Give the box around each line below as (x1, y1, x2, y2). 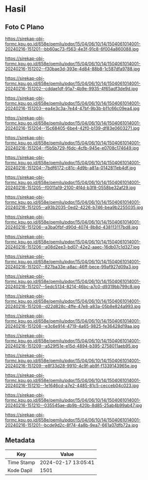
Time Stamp (7, 459, 36, 466)
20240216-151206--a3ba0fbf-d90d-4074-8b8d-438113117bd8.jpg (5, 224, 138, 230)
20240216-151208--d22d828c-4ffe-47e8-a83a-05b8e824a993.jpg (5, 304, 141, 309)
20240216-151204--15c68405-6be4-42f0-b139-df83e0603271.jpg (5, 125, 140, 131)
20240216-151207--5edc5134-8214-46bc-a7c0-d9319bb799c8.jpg (5, 284, 140, 289)
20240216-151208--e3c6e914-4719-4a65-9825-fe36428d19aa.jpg (5, 323, 140, 329)
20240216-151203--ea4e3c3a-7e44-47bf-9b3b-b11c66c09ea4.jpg (5, 106, 140, 111)
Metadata (5, 436, 35, 444)
